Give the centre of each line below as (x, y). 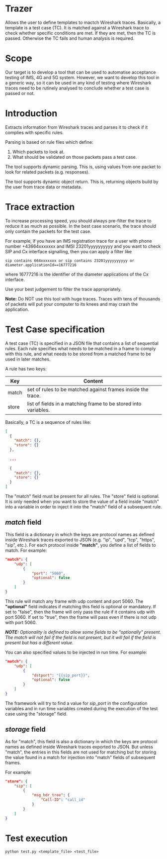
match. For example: (26, 550)
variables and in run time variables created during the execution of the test (82, 708)
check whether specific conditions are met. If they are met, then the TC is (80, 33)
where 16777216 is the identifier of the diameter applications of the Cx (77, 274)
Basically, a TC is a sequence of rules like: (48, 422)
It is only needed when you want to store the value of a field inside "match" (82, 502)
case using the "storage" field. (36, 714)
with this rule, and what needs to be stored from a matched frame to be (78, 354)
